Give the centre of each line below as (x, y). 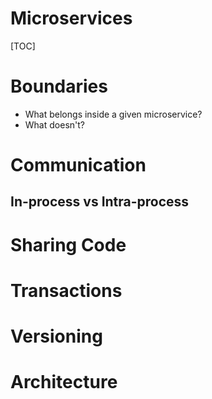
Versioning (56, 336)
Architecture (64, 382)
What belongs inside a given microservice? (113, 114)
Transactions (66, 290)
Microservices (71, 18)
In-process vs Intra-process (100, 202)
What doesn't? (54, 124)
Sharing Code (68, 244)
